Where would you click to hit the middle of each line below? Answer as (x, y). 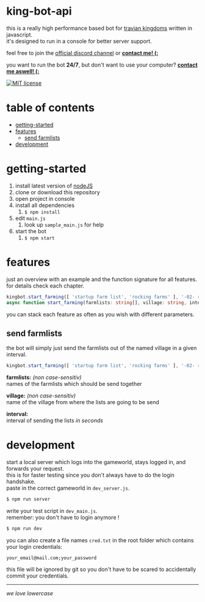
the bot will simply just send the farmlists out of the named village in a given (102, 348)
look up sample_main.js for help (64, 225)
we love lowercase (30, 593)
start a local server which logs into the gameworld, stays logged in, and (96, 462)
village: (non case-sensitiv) (41, 396)
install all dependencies (45, 205)
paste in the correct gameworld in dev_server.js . (68, 488)
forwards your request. (35, 469)
